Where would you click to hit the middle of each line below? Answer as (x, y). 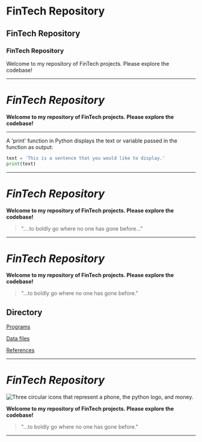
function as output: (30, 147)
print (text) (21, 164)
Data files (18, 339)
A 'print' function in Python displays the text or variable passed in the (92, 141)
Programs (18, 327)
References (20, 350)
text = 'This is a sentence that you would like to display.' (86, 158)
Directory (24, 312)
